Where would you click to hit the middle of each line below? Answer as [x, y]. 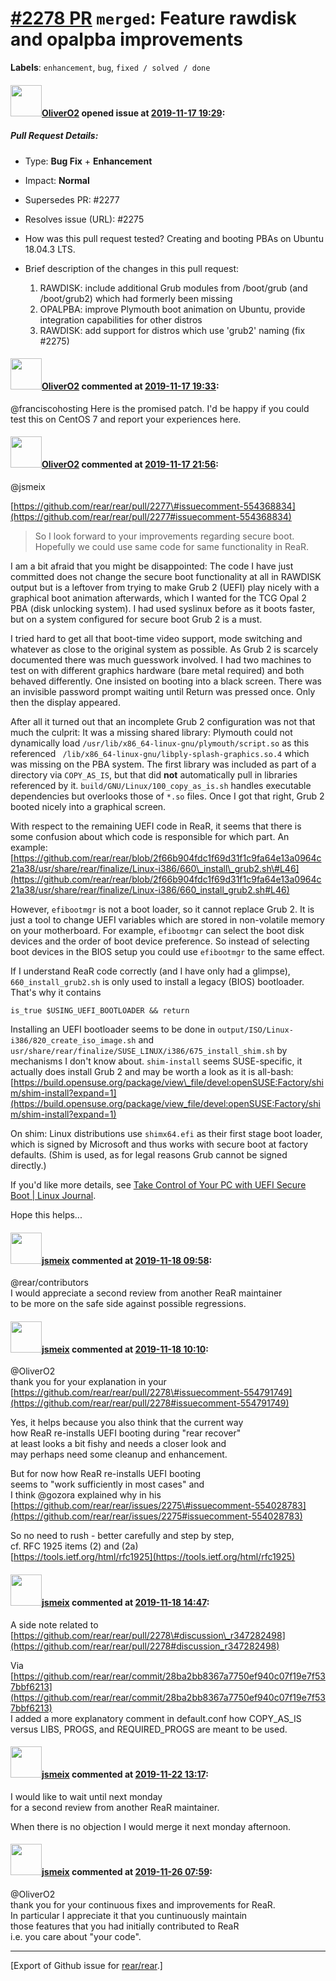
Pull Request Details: [54, 136]
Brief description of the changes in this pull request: [132, 268]
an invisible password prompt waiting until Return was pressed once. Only [163, 691]
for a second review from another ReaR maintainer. [115, 1807]
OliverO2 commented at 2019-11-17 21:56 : [130, 464]
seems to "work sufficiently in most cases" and [107, 1484]
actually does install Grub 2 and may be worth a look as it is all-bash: [152, 1071]
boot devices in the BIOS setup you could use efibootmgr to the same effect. [167, 951]
